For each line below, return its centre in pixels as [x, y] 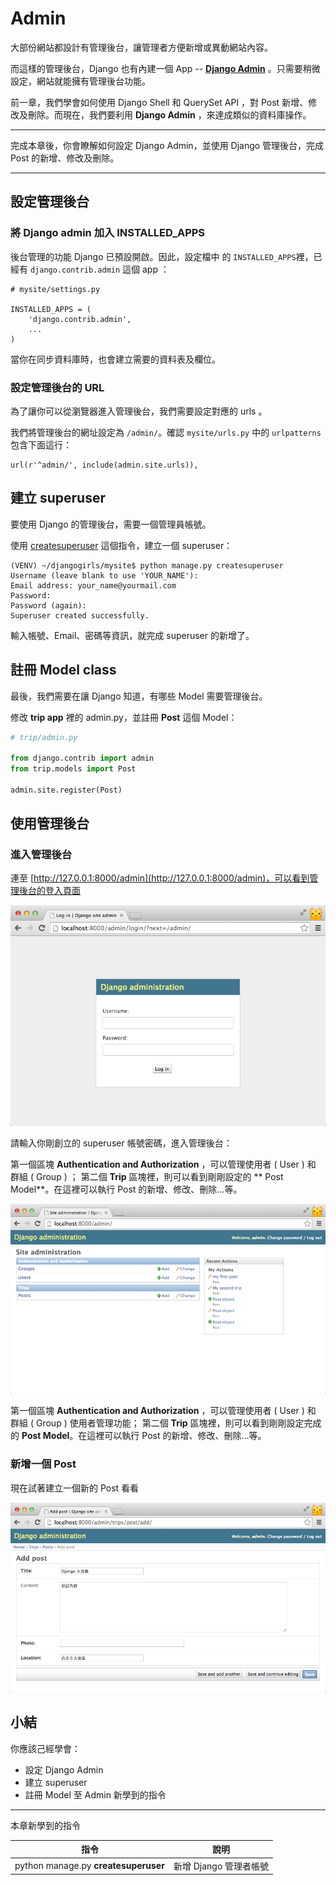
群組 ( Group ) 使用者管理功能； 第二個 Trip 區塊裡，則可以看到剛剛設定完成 [166, 1423]
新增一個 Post [43, 1464]
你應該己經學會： [45, 1748]
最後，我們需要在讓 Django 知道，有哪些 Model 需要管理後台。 [139, 696]
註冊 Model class [63, 670]
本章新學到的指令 [45, 1825]
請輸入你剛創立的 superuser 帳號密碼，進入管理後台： [121, 1143]
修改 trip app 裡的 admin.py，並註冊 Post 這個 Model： [124, 717]
